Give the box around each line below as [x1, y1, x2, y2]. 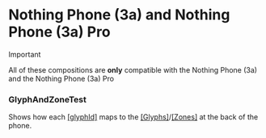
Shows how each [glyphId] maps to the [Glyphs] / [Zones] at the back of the [8, 112, 259, 122]
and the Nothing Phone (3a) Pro [8, 73, 115, 83]
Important [8, 49, 41, 59]
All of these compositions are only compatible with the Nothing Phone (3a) [8, 65, 257, 74]
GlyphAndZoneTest [8, 94, 87, 105]
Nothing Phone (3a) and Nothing [8, 6, 230, 24]
